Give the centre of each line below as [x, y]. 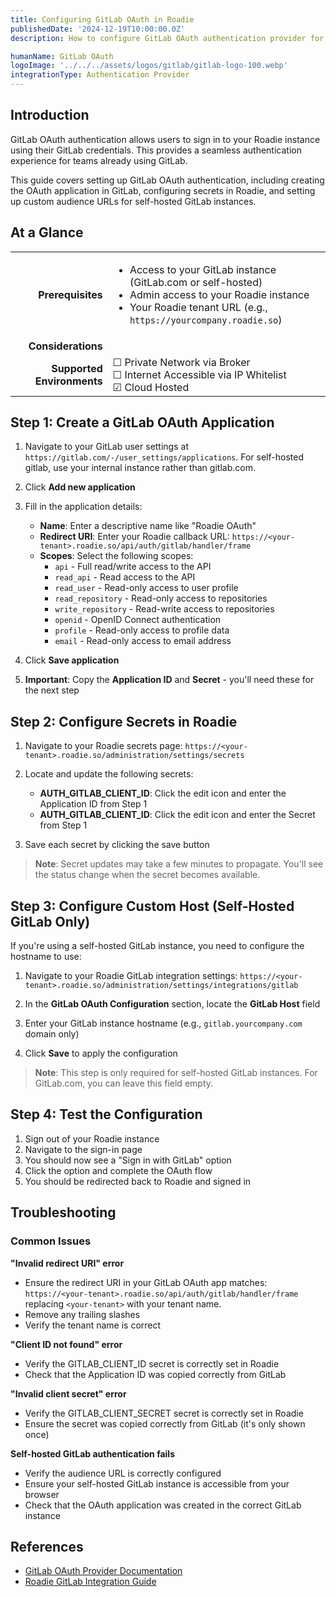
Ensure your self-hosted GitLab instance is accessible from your [157, 1483]
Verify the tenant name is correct [93, 1325]
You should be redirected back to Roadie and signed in [138, 1181]
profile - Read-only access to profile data [142, 630]
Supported [77, 368]
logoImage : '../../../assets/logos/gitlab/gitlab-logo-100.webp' [149, 66]
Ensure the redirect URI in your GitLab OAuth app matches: [146, 1282]
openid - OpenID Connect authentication [138, 620]
